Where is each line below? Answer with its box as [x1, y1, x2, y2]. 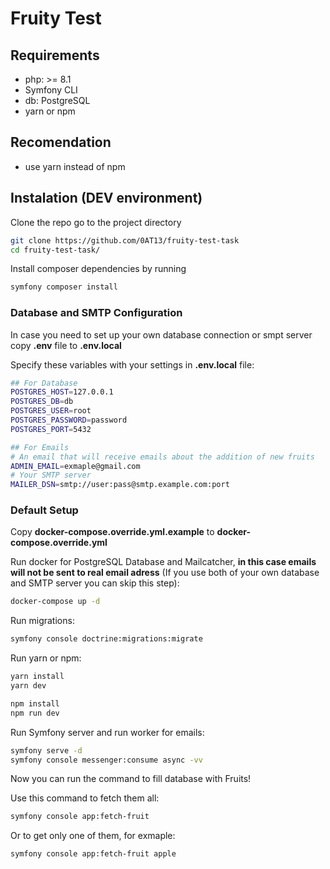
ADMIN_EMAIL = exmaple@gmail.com [10, 461, 141, 471]
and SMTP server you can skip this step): [10, 577, 180, 589]
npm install [10, 698, 60, 709]
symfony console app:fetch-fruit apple [10, 849, 177, 859]
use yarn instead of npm [24, 160, 126, 172]
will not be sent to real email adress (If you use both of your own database [10, 567, 320, 579]
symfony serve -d [10, 745, 83, 756]
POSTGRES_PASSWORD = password [10, 415, 128, 426]
